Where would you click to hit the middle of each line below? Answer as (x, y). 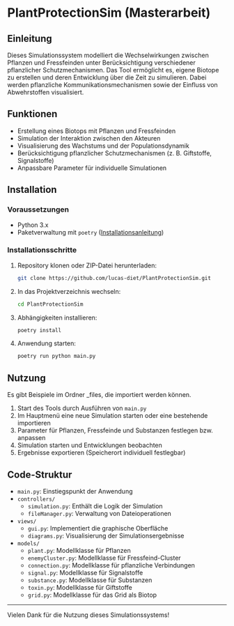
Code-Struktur (40, 475)
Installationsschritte (42, 250)
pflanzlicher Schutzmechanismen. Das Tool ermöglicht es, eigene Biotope (113, 70)
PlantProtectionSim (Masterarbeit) (109, 13)
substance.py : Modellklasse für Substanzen (90, 580)
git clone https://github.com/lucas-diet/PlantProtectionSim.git (114, 278)
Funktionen (32, 114)
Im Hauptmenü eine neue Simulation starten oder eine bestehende (112, 416)
